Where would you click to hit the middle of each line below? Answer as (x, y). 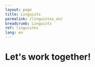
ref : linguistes (22, 28)
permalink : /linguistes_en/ (34, 19)
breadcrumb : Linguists (28, 23)
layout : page (19, 10)
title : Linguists (23, 14)
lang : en (14, 33)
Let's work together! (48, 57)
